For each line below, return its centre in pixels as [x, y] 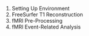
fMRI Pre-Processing [37, 21]
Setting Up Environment [40, 8]
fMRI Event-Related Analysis [46, 27]
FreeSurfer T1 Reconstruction [47, 15]
